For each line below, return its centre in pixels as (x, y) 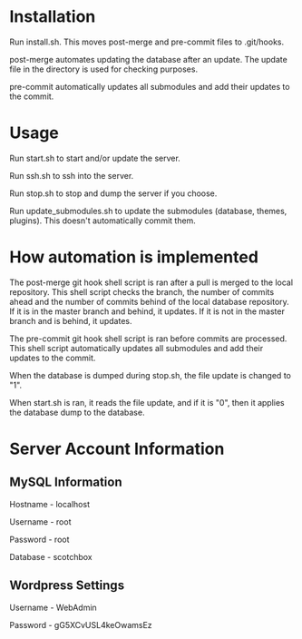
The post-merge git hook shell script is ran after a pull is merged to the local (151, 282)
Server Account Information (117, 449)
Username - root (40, 521)
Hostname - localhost (50, 504)
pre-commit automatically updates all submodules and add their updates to (150, 86)
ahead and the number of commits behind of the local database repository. (150, 301)
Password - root (39, 539)
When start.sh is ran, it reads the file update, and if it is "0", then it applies (147, 402)
